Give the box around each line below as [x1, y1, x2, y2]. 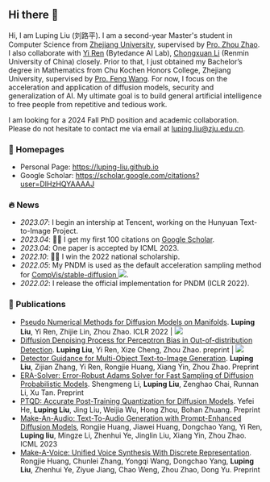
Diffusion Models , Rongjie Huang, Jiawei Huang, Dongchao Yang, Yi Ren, [19, 422, 263, 431]
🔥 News [8, 199, 39, 210]
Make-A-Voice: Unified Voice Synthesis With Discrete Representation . [19, 447, 252, 457]
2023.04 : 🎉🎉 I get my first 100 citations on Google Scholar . [19, 235, 215, 244]
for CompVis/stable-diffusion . [19, 270, 129, 280]
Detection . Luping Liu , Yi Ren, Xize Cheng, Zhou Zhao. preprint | [19, 344, 235, 355]
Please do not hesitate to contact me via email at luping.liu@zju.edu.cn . [8, 123, 246, 133]
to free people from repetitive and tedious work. [8, 99, 168, 109]
